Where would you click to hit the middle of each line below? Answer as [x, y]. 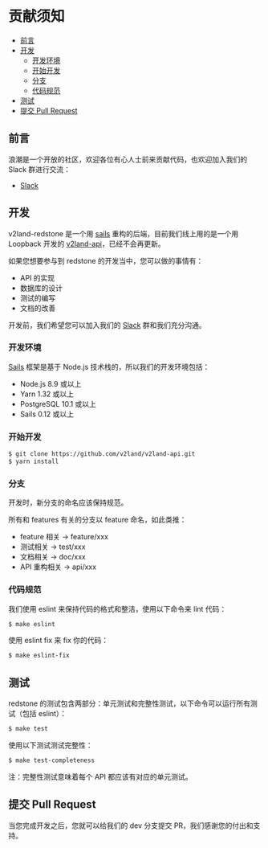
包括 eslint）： [45, 714]
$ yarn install [34, 462]
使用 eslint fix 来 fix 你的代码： [59, 641]
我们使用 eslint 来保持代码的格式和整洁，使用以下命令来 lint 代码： [118, 608]
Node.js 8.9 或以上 [51, 383]
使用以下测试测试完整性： [51, 745]
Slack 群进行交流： [39, 169]
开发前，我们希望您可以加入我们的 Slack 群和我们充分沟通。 [107, 325]
